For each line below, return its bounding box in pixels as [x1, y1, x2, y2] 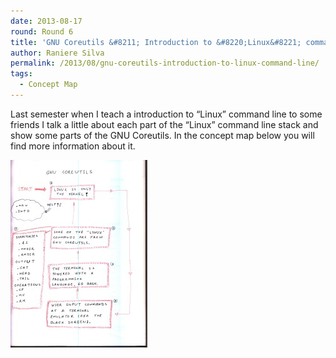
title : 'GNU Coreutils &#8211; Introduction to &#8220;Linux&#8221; [10, 37, 302, 47]
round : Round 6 [10, 26, 74, 37]
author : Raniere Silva [10, 48, 105, 58]
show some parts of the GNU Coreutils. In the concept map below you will [10, 129, 315, 141]
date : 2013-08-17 [10, 16, 83, 26]
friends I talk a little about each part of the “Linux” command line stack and [10, 118, 319, 130]
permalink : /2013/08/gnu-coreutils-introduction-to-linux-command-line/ [10, 58, 320, 69]
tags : [10, 69, 33, 79]
